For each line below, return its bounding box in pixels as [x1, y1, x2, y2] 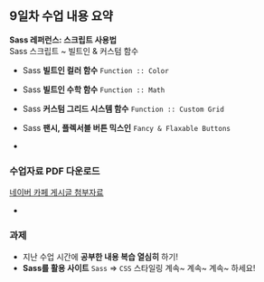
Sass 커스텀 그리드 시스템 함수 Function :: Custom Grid [22, 103, 224, 114]
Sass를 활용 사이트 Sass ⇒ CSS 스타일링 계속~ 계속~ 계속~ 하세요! [22, 263, 256, 274]
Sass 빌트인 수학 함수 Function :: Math [22, 84, 165, 95]
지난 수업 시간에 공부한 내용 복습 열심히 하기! [22, 251, 179, 262]
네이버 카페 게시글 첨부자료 [9, 187, 104, 198]
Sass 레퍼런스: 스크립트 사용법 [9, 34, 118, 45]
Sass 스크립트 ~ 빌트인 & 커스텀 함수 [9, 45, 139, 56]
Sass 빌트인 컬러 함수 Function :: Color [22, 64, 169, 75]
